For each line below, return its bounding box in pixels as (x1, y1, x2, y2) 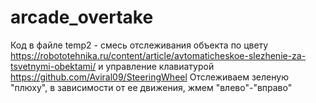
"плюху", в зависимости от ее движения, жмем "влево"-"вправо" (10, 81, 293, 93)
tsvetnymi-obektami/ (10, 60, 97, 72)
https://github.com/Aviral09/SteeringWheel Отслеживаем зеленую (10, 71, 289, 83)
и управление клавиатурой (98, 60, 215, 72)
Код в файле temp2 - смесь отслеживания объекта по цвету (10, 39, 269, 51)
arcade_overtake (10, 6, 154, 29)
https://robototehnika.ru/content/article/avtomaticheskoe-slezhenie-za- (10, 49, 307, 61)
